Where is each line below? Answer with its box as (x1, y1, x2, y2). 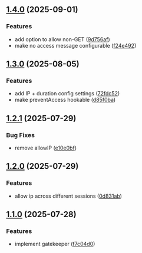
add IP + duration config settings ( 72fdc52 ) (14, 90, 120, 97)
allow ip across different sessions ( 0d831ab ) (14, 192, 123, 199)
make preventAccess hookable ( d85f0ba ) (14, 96, 116, 104)
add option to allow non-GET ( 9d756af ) (14, 35, 110, 43)
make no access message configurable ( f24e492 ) (14, 42, 137, 49)
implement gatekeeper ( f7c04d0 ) (14, 241, 95, 248)
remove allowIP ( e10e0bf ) (14, 144, 77, 152)
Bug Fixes (6, 131, 35, 139)
